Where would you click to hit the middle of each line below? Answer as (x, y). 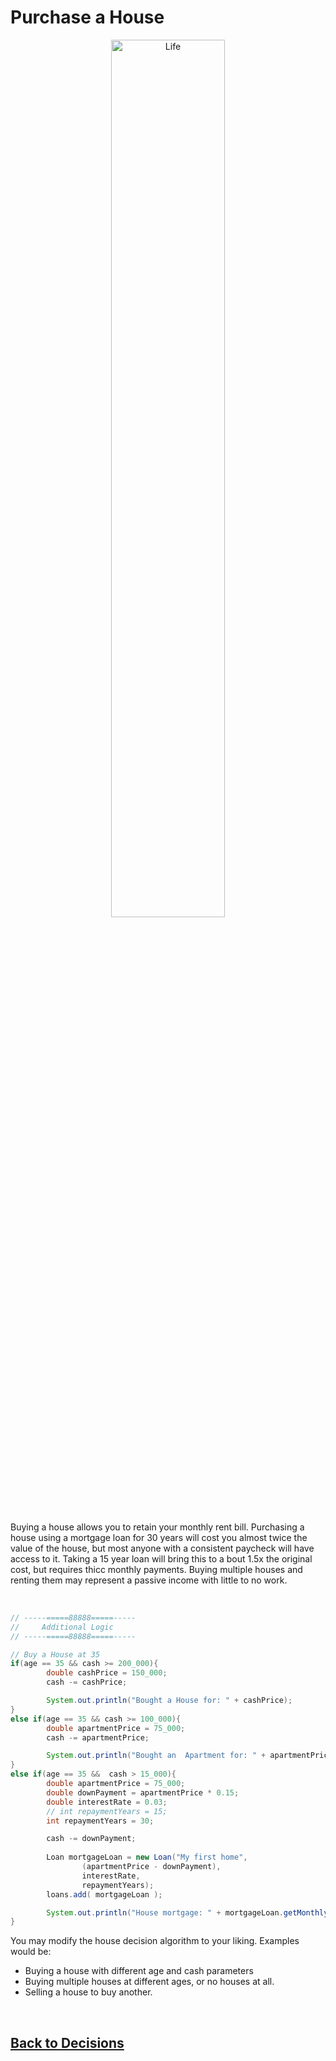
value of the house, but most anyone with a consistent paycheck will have (162, 1548)
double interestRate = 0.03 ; (107, 1802)
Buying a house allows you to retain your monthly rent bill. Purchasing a (157, 1527)
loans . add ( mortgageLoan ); (104, 1894)
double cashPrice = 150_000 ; (107, 1673)
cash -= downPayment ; (91, 1839)
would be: (31, 1952)
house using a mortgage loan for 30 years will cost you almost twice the (159, 1537)
